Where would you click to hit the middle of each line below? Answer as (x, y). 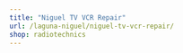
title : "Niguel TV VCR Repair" (68, 18)
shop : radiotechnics (48, 34)
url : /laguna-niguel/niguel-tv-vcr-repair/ (92, 26)
